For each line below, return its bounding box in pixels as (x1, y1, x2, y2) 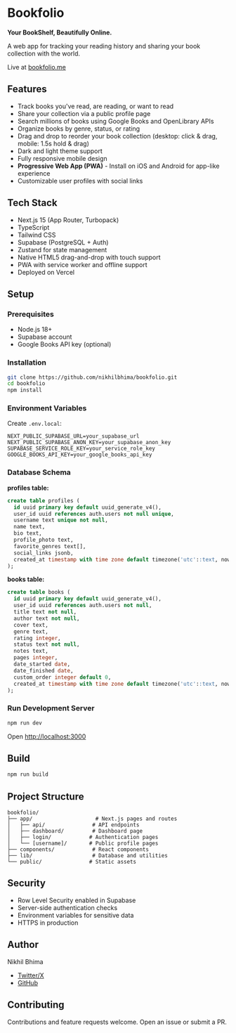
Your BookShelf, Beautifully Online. (7, 28, 112, 37)
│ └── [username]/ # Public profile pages (7, 840, 159, 847)
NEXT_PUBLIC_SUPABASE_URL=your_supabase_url (7, 433, 140, 440)
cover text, (13, 621, 49, 628)
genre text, (13, 628, 49, 635)
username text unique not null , (13, 516, 109, 524)
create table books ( (7, 589, 71, 596)
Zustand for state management (17, 245, 107, 254)
